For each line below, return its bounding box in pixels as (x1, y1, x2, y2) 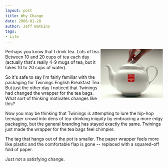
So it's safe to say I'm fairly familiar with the (5, 74, 95, 80)
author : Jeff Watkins (5, 24, 50, 29)
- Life (5, 34, 19, 39)
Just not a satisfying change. (5, 156, 65, 162)
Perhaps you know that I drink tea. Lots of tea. (5, 49, 100, 54)
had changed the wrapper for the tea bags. (5, 90, 94, 96)
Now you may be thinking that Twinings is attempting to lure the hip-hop (5, 110, 154, 116)
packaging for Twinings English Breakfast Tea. (5, 80, 101, 85)
